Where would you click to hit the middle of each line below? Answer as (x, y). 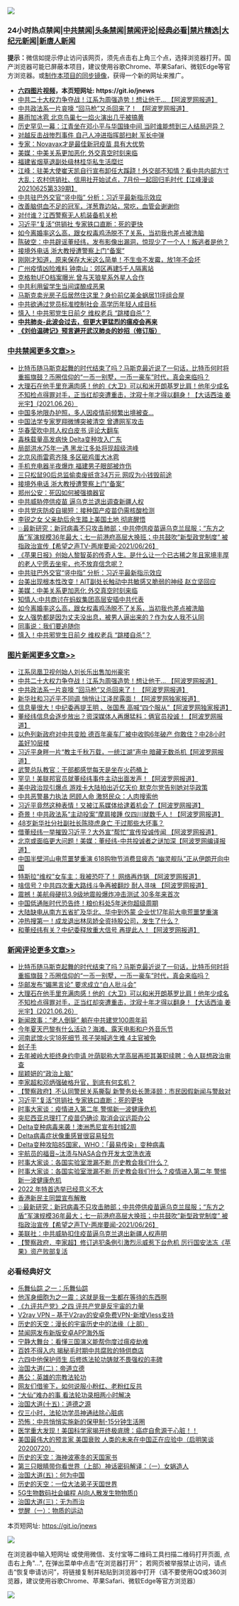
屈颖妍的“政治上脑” (45, 1074)
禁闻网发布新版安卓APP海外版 (61, 1333)
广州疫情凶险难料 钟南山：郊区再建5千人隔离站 (86, 269)
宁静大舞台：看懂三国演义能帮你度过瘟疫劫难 (83, 1342)
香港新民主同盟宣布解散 (52, 1198)
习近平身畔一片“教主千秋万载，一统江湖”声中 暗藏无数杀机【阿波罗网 (118, 751)
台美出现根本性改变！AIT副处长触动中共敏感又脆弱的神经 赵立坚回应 (117, 581)
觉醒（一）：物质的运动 (50, 1511)
